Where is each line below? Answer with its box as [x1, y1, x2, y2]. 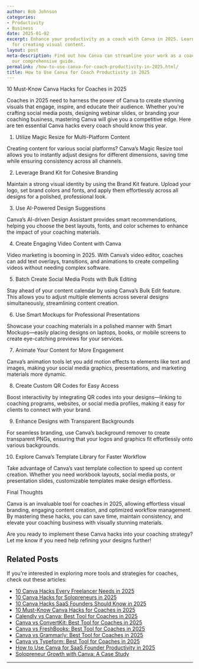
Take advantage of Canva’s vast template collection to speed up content [6, 465, 182, 472]
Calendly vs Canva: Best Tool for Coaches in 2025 [15, 613, 138, 620]
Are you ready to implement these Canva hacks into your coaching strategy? [6, 530, 193, 538]
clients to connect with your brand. [6, 406, 92, 413]
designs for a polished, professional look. [6, 193, 107, 200]
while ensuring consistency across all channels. [6, 157, 123, 165]
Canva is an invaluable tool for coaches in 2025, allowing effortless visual [6, 500, 185, 507]
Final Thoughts [6, 489, 43, 496]
